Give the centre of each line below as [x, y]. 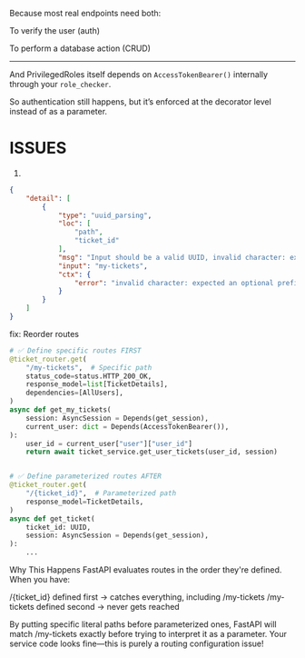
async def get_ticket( [52, 518]
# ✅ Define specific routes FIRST [75, 350]
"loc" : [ [74, 224]
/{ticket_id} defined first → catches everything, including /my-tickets [137, 597]
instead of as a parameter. [58, 111]
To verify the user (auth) [55, 30]
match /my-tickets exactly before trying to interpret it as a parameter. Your [148, 634]
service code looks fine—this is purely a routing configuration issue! [137, 643]
